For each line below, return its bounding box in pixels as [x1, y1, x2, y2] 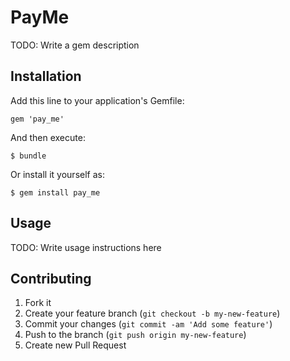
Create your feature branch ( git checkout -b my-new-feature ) [24, 307, 281, 320]
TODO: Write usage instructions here [10, 241, 162, 253]
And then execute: [10, 131, 86, 143]
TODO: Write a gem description [10, 39, 140, 51]
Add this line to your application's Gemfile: [10, 94, 185, 106]
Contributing [10, 270, 92, 287]
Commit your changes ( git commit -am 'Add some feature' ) [24, 318, 273, 330]
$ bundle [10, 151, 47, 161]
